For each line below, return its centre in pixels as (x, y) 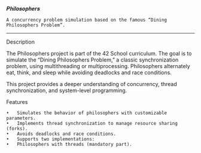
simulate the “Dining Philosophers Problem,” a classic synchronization (92, 60)
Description (20, 42)
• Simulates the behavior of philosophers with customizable (87, 113)
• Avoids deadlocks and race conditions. (61, 134)
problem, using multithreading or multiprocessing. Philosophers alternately (98, 66)
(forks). (17, 128)
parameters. (21, 118)
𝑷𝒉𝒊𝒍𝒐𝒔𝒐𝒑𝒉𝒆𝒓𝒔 (23, 9)
